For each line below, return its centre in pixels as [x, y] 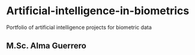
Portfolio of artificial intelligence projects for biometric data [79, 27]
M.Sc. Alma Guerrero [46, 46]
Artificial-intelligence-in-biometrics [98, 11]
